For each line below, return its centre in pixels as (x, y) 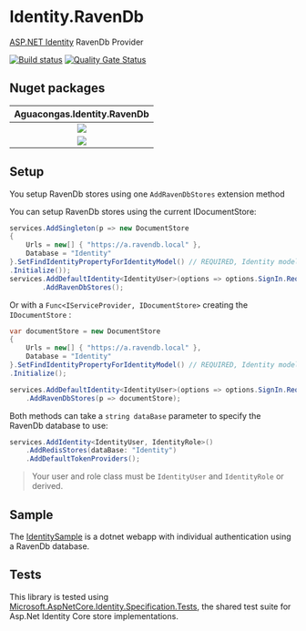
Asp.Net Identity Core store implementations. (94, 616)
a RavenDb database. (50, 546)
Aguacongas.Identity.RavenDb (82, 114)
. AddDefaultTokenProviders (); (83, 459)
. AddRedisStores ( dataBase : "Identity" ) (102, 451)
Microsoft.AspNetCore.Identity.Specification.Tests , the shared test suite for (150, 606)
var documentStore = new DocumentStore (85, 331)
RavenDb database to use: (59, 425)
